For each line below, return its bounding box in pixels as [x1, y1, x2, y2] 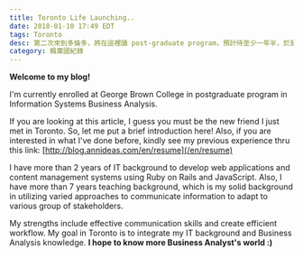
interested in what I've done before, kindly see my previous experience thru [9, 135, 290, 146]
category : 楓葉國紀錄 [9, 47, 84, 56]
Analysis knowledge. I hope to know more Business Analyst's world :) [9, 237, 273, 248]
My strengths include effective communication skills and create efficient [9, 218, 278, 229]
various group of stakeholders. [9, 200, 124, 212]
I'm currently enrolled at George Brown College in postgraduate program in [9, 89, 288, 100]
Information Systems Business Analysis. [9, 98, 158, 109]
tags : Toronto [9, 30, 63, 39]
